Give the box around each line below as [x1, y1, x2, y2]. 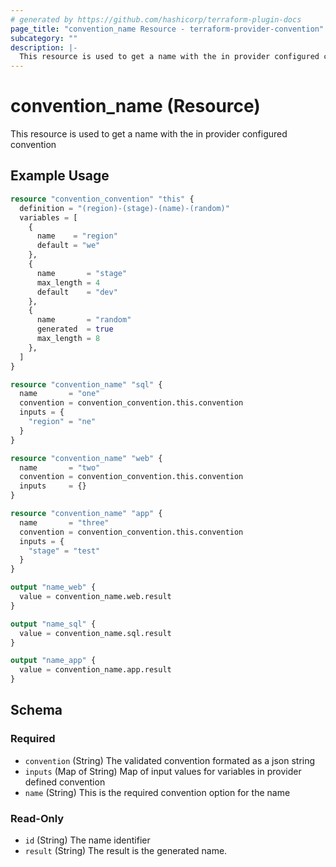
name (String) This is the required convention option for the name [24, 786, 291, 798]
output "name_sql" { [10, 619, 97, 629]
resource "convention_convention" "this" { [10, 194, 195, 204]
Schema [10, 702, 63, 719]
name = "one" [19, 389, 101, 399]
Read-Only [10, 811, 65, 825]
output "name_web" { [10, 582, 97, 593]
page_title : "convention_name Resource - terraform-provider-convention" [10, 24, 325, 34]
